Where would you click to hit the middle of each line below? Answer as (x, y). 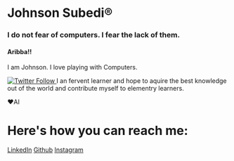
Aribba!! (20, 51)
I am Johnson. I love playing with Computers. (72, 67)
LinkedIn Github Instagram (46, 150)
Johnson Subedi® (60, 13)
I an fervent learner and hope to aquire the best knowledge (141, 81)
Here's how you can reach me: (98, 130)
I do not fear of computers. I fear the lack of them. (94, 35)
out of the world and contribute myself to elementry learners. (96, 89)
